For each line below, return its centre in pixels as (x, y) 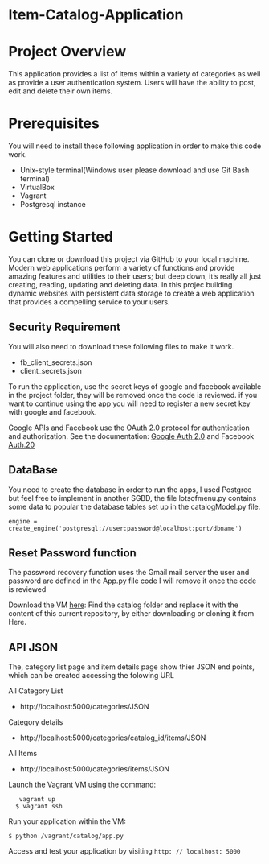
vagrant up (37, 800)
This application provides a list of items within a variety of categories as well (134, 74)
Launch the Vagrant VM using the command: (82, 785)
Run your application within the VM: (67, 821)
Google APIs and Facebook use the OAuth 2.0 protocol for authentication (129, 428)
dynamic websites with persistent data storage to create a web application (131, 293)
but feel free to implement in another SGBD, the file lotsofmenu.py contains (132, 498)
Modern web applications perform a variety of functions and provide (122, 268)
